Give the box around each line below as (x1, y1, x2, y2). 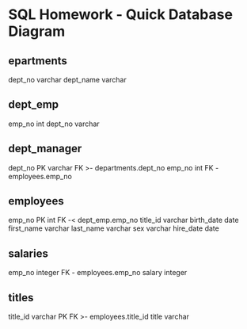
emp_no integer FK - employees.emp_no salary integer (8, 268, 188, 277)
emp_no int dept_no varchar (8, 119, 101, 128)
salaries (8, 247, 49, 260)
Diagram (8, 22, 66, 40)
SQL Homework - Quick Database (8, 6, 234, 24)
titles (8, 291, 34, 304)
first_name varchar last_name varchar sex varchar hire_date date (8, 224, 219, 233)
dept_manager (8, 142, 82, 155)
